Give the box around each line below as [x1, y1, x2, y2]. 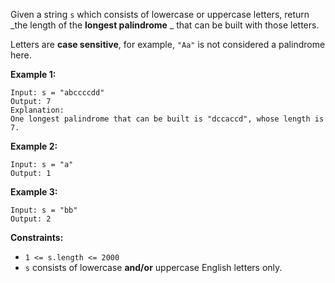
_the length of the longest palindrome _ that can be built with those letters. [10, 19, 320, 31]
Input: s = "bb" [10, 205, 78, 215]
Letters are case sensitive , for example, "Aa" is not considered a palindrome [10, 39, 326, 50]
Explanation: [10, 105, 65, 115]
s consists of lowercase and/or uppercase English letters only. [24, 262, 283, 273]
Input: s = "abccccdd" [10, 88, 105, 98]
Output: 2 [10, 214, 52, 224]
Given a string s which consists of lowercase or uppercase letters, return [10, 9, 310, 20]
